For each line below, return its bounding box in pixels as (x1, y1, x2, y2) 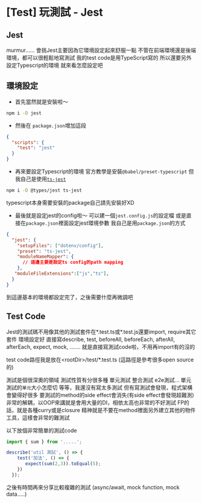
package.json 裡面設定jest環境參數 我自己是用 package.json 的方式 (25, 219, 186, 227)
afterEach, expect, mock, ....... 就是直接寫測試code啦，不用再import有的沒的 (6, 343, 195, 350)
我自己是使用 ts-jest (14, 175, 66, 183)
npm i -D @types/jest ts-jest (6, 187, 83, 193)
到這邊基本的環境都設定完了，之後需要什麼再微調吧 (6, 293, 133, 301)
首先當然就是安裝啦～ (14, 98, 68, 105)
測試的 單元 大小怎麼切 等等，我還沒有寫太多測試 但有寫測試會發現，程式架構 (6, 384, 193, 391)
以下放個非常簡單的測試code (6, 426, 77, 434)
